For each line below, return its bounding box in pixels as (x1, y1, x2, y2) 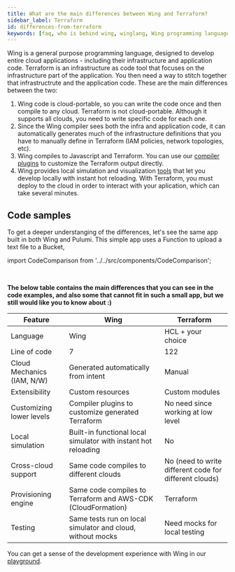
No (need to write (164, 456, 222, 466)
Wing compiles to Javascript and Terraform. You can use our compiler (17, 152, 220, 160)
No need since (164, 398, 212, 408)
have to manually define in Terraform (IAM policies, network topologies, (17, 137, 225, 146)
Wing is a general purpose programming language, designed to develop (7, 49, 215, 57)
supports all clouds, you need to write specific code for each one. (17, 115, 208, 123)
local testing (164, 527, 205, 537)
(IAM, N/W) (10, 376, 48, 386)
